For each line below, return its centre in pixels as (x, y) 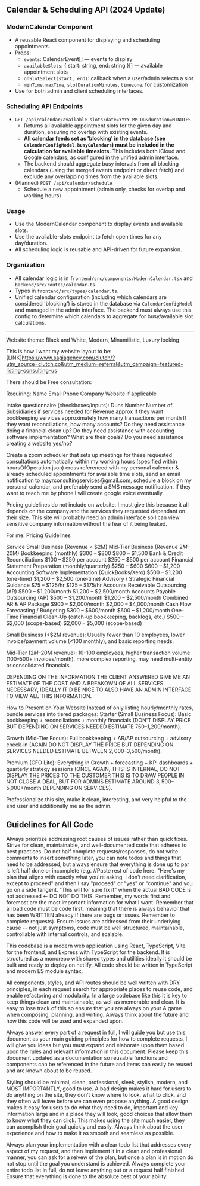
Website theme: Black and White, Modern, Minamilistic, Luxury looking (93, 340)
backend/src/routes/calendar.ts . (56, 284)
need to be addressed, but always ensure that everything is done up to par (98, 864)
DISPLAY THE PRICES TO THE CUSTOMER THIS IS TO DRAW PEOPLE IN (95, 775)
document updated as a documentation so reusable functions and (87, 1058)
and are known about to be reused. (49, 1071)
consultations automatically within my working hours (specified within (92, 461)
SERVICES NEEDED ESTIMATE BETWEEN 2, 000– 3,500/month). (84, 751)
